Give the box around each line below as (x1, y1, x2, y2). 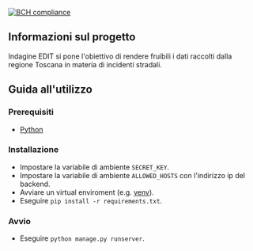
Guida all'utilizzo (8, 83, 93, 97)
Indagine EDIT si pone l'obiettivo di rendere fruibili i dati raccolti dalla (8, 51, 232, 61)
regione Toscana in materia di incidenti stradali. (8, 59, 162, 69)
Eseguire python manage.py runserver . (19, 234, 145, 243)
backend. (19, 179, 51, 188)
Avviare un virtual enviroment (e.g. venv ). (19, 187, 154, 197)
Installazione (8, 144, 59, 155)
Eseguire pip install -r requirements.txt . (19, 196, 163, 205)
